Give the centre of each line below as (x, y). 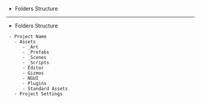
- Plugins (34, 83)
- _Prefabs (36, 52)
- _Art (30, 47)
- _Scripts (36, 63)
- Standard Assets (45, 89)
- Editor (33, 68)
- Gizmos (33, 73)
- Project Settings (38, 94)
